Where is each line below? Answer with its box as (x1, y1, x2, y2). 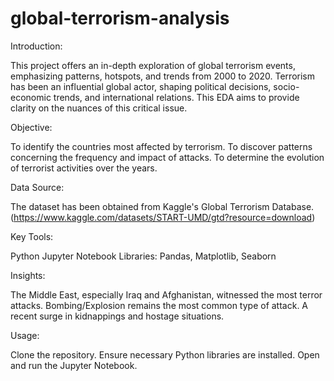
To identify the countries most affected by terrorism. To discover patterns (10, 140, 313, 152)
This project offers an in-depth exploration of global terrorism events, (10, 59, 296, 71)
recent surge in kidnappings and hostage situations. (10, 310, 225, 322)
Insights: (10, 269, 46, 281)
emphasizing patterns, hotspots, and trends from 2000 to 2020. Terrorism (10, 70, 315, 82)
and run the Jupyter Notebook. (10, 359, 138, 371)
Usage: (10, 329, 40, 341)
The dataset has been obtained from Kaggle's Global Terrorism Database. (10, 200, 315, 212)
